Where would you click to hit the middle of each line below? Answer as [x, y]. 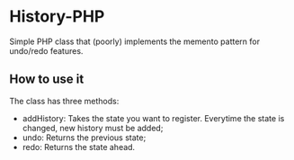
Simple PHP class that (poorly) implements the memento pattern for [135, 41]
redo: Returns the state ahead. [79, 147]
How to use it [47, 80]
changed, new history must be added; [93, 128]
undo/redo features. [46, 50]
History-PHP [57, 17]
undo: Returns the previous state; [84, 138]
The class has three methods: [64, 101]
